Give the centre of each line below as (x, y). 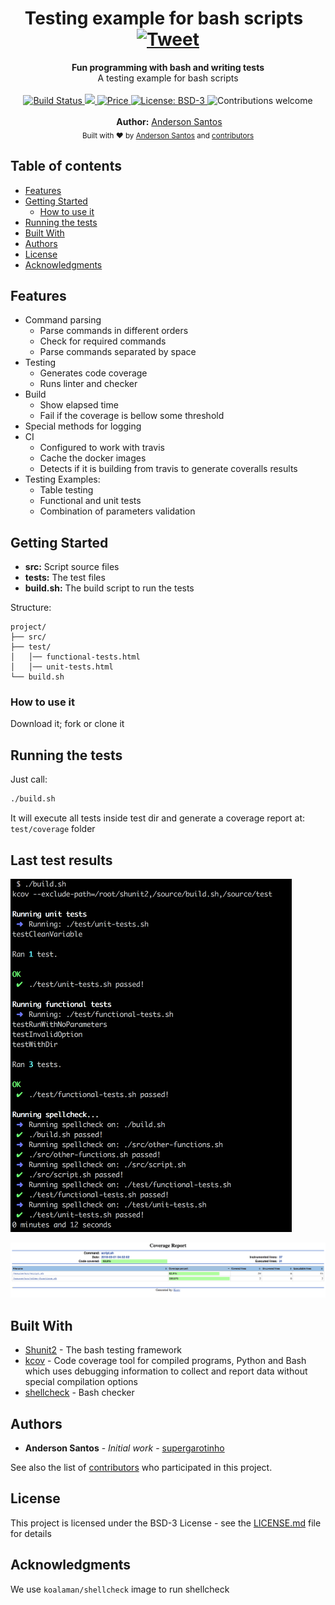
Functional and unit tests (90, 501)
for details (31, 1533)
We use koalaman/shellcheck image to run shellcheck (120, 1589)
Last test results (61, 860)
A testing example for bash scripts (168, 78)
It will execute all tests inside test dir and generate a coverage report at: (157, 818)
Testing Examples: (62, 479)
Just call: (29, 779)
